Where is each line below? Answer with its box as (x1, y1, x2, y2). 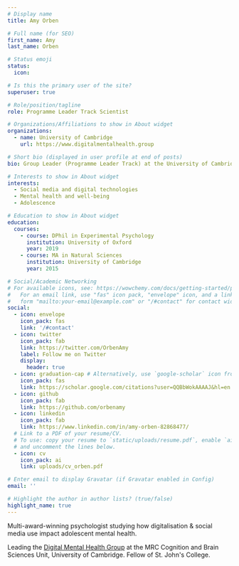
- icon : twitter (14, 331, 62, 338)
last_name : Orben (7, 43, 59, 50)
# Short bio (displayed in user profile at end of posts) (7, 154, 183, 161)
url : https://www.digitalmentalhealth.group (20, 141, 154, 148)
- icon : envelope (14, 311, 65, 319)
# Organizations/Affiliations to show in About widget (7, 121, 174, 128)
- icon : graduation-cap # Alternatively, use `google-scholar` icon (14, 370, 221, 378)
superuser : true (7, 88, 55, 96)
